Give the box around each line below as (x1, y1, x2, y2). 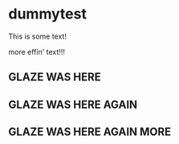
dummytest (8, 5, 87, 23)
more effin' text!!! (8, 47, 66, 56)
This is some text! (8, 31, 67, 41)
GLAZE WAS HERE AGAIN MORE (8, 125, 172, 139)
